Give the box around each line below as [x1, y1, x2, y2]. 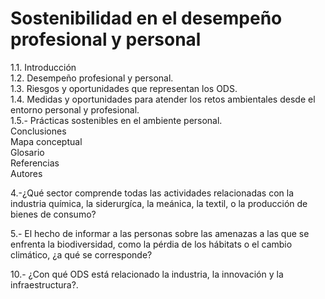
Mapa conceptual [10, 135, 83, 147]
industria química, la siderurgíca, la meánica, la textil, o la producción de [10, 197, 308, 209]
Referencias [10, 157, 60, 169]
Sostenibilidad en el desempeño [10, 7, 283, 30]
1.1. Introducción [10, 61, 77, 73]
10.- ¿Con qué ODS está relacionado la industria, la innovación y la [10, 268, 284, 280]
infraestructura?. [10, 278, 79, 291]
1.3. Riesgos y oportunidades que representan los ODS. [10, 82, 238, 94]
